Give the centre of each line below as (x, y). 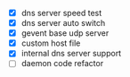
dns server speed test (61, 13)
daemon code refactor (62, 64)
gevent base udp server (65, 33)
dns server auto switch (63, 23)
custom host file (51, 43)
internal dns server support (71, 54)
